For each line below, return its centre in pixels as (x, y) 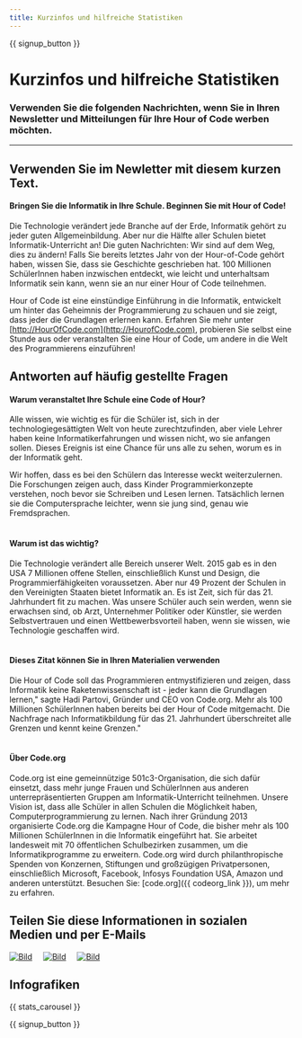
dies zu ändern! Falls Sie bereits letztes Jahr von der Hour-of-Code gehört (147, 254)
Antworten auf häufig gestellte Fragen (119, 377)
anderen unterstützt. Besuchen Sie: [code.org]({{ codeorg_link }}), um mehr (150, 883)
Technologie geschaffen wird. (64, 630)
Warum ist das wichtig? (54, 543)
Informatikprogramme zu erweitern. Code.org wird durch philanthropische (147, 854)
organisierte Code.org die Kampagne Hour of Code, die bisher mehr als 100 (149, 825)
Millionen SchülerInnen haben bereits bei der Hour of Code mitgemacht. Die (150, 709)
